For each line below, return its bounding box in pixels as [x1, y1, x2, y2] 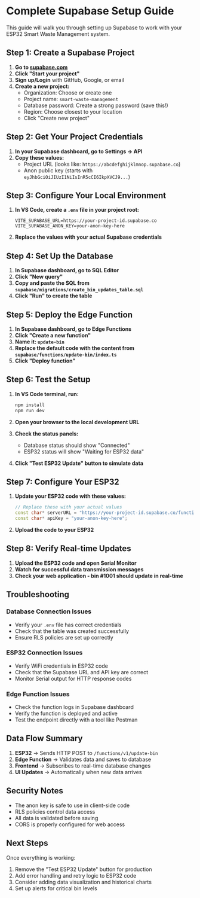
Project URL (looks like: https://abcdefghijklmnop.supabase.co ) [23, 160, 181, 168]
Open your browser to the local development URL [14, 418, 140, 425]
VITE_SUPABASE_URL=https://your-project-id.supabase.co [14, 218, 157, 224]
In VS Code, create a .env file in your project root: [14, 206, 139, 214]
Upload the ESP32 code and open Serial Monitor [14, 559, 137, 567]
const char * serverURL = [14, 510, 77, 516]
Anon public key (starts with [23, 166, 93, 174]
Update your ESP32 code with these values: [14, 492, 127, 500]
